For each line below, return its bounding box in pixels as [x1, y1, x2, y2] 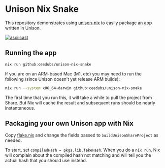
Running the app [5, 49, 57, 57]
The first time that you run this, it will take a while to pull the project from [5, 95, 152, 101]
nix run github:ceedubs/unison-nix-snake [5, 62, 92, 67]
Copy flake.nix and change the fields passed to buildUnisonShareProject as [5, 132, 159, 138]
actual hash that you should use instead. [5, 158, 87, 164]
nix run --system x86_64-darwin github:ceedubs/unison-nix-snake [5, 85, 142, 91]
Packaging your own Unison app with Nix [5, 119, 134, 128]
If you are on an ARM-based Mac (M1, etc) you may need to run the [5, 70, 142, 77]
